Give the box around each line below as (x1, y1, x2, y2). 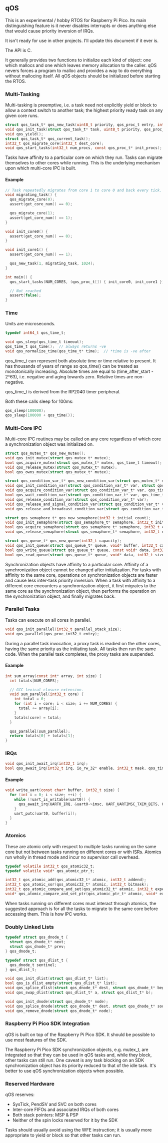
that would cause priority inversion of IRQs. (5, 27, 94, 34)
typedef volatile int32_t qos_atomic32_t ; (5, 864, 95, 869)
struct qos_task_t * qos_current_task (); (5, 136, 91, 141)
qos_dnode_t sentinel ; (9, 962, 57, 968)
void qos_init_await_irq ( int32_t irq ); (5, 761, 88, 766)
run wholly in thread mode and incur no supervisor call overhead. (5, 854, 140, 860)
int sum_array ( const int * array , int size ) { (5, 673, 101, 679)
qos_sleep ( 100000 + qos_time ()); (5, 412, 75, 418)
